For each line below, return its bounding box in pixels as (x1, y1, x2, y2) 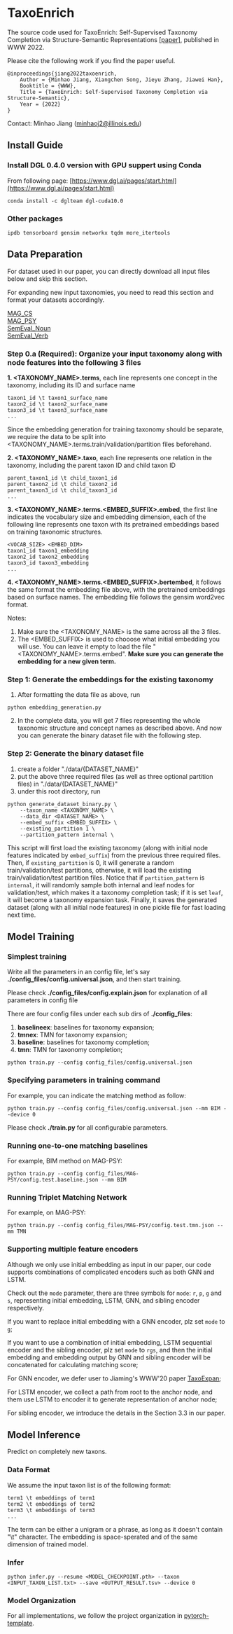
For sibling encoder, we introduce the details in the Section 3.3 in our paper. (7, 1408, 226, 1417)
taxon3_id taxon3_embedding (7, 560, 90, 567)
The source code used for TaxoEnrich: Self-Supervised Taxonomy (7, 28, 198, 36)
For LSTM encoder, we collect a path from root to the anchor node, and (7, 1387, 213, 1396)
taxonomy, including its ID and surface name (7, 381, 136, 389)
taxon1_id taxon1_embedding (7, 548, 90, 555)
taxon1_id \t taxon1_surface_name (7, 394, 108, 402)
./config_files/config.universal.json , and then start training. (7, 975, 182, 983)
